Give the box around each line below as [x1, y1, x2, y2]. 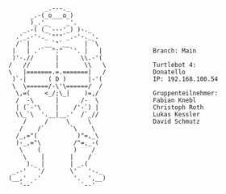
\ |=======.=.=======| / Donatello [8, 68, 186, 76]
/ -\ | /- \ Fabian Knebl [15, 96, 197, 104]
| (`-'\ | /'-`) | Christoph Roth [15, 103, 204, 112]
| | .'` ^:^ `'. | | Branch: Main [11, 47, 197, 55]
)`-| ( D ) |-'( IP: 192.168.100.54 [11, 75, 219, 83]
